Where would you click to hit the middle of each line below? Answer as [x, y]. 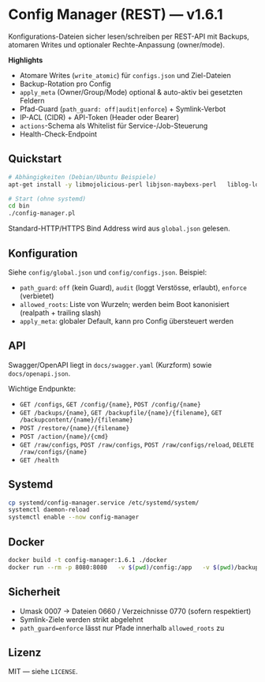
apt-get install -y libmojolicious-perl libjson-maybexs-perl [112, 184]
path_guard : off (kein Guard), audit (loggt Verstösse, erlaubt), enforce [133, 287]
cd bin [19, 206]
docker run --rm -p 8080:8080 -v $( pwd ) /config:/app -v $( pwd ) [121, 567]
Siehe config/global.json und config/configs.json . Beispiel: [108, 272]
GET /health [39, 460]
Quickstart [35, 159]
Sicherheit [34, 592]
